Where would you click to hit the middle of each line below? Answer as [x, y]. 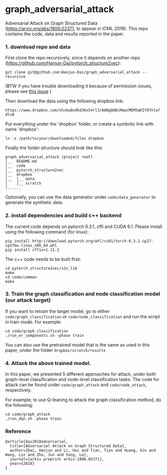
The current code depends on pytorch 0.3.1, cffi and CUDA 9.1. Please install [84, 226]
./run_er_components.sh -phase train [45, 335]
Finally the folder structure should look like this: [54, 148]
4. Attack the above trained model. [48, 363]
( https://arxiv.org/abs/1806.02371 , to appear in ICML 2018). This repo [77, 28]
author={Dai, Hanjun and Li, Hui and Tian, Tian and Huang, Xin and [83, 450]
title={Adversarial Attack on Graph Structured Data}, [68, 446]
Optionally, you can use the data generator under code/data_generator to [80, 197]
